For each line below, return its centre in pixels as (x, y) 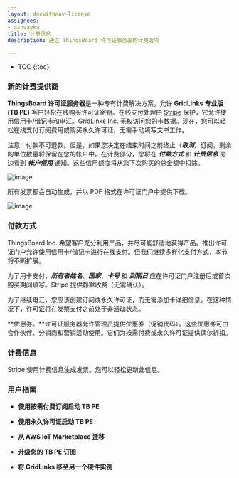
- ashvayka (23, 27)
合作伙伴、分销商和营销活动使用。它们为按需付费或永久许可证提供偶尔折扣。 (119, 332)
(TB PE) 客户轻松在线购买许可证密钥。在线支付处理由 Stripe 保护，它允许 (114, 112)
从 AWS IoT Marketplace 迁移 (61, 437)
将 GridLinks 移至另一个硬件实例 (65, 467)
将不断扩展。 (26, 260)
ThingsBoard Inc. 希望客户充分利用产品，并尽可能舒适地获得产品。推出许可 (117, 243)
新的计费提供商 (33, 87)
